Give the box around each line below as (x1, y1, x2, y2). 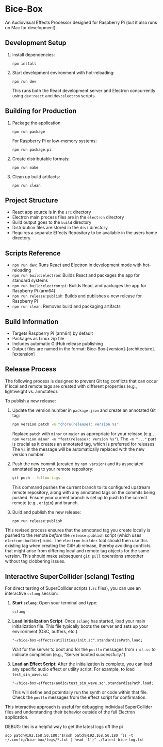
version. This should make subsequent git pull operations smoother (5, 553, 144, 559)
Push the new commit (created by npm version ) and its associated (12, 461, 144, 467)
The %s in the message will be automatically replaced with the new (12, 446, 145, 452)
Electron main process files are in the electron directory (12, 214, 125, 220)
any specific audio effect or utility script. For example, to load (12, 666, 135, 672)
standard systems (12, 277, 48, 283)
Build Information (5, 317, 59, 326)
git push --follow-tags (12, 475, 61, 480)
